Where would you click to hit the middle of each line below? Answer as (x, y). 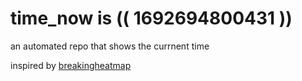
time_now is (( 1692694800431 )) (151, 18)
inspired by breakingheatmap (71, 65)
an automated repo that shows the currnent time (110, 46)
